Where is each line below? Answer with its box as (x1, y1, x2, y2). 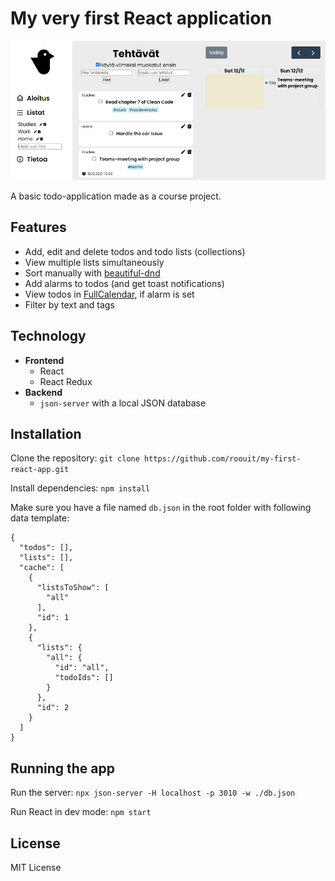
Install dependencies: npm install (10, 482, 151, 494)
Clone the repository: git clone (10, 452, 140, 464)
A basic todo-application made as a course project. (10, 190, 222, 202)
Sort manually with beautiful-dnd (24, 267, 161, 279)
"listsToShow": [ (36, 583, 110, 593)
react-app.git (10, 465, 70, 475)
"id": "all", (54, 663, 110, 673)
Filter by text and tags (24, 298, 115, 311)
